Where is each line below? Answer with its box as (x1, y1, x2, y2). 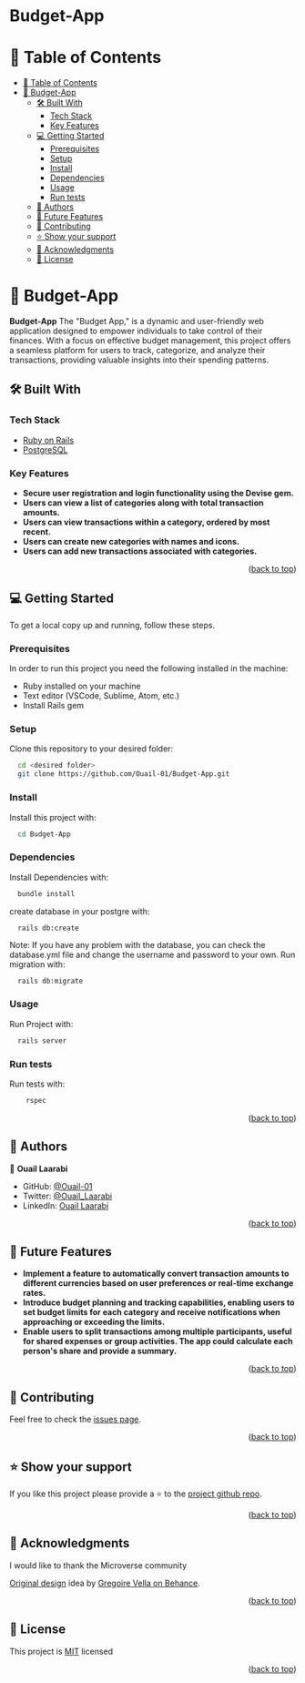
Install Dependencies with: (9, 872, 109, 882)
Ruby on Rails (22, 434, 75, 445)
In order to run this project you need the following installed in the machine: (9, 663, 289, 674)
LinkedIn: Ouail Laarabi (22, 1199, 109, 1211)
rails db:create (17, 923, 79, 933)
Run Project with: (9, 1018, 74, 1029)
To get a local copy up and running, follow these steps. (9, 619, 216, 630)
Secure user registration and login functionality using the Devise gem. (22, 488, 294, 499)
